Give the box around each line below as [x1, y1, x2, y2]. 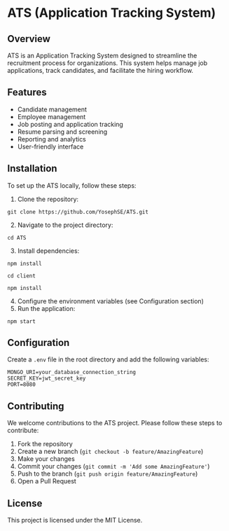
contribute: [7, 426, 39, 435]
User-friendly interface [17, 142, 84, 151]
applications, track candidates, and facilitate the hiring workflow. [7, 67, 194, 74]
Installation [7, 163, 57, 174]
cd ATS [7, 234, 27, 241]
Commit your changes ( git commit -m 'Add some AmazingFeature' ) [17, 462, 210, 471]
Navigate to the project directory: [17, 221, 113, 229]
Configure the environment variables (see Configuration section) [17, 296, 204, 305]
